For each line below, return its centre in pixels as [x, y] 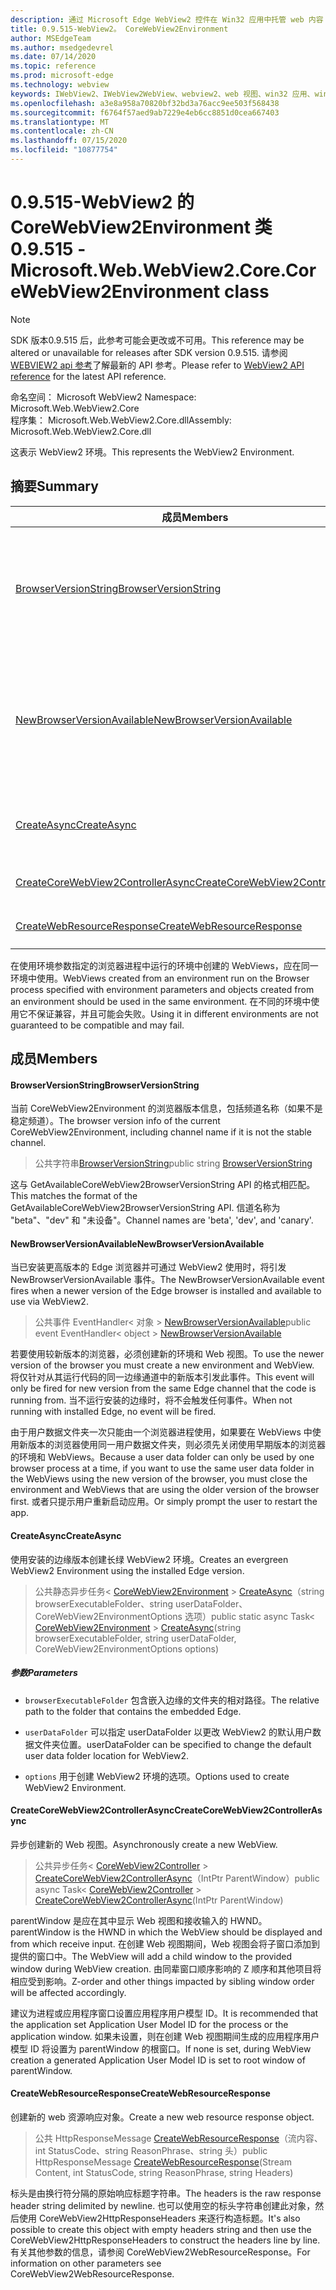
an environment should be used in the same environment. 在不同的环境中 [161, 1001]
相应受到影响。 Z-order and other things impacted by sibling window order [162, 1981]
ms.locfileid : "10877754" [64, 150]
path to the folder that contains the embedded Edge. [133, 1711]
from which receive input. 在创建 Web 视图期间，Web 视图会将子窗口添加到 [165, 1943]
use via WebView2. [49, 1302]
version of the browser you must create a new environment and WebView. [162, 1365]
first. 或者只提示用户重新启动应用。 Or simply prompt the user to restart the [164, 1502]
